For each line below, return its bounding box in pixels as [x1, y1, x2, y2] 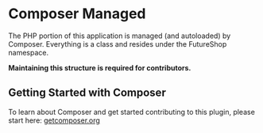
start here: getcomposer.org [8, 116, 101, 125]
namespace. [8, 47, 49, 57]
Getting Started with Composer [8, 86, 167, 100]
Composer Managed [8, 5, 146, 23]
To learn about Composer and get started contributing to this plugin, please [8, 107, 256, 116]
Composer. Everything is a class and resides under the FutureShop [8, 39, 227, 48]
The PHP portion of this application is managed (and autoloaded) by [8, 31, 231, 40]
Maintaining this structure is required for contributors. [8, 63, 191, 72]
